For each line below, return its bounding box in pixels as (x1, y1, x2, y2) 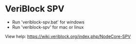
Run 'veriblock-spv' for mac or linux (12, 24, 84, 30)
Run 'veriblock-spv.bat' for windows (12, 19, 85, 25)
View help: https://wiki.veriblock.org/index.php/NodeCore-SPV (5, 33, 131, 39)
